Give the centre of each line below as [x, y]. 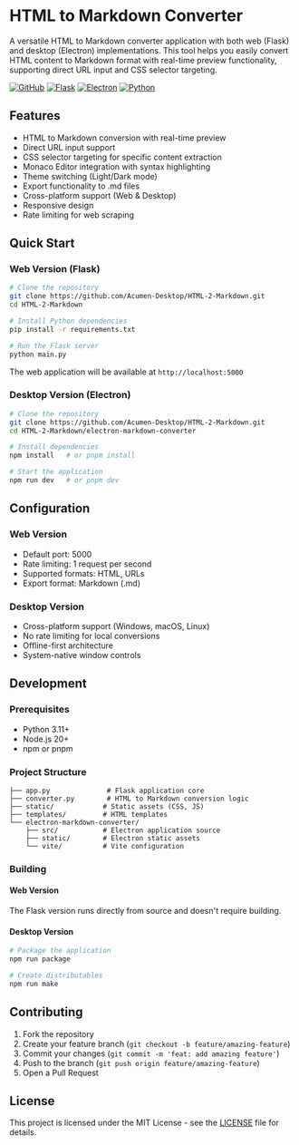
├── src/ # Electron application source [123, 830]
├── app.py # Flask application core [107, 791]
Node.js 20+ [46, 739]
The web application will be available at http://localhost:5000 [126, 372]
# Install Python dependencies [68, 321]
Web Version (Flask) [55, 269]
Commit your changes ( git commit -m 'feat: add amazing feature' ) [151, 1053]
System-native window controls [82, 655]
